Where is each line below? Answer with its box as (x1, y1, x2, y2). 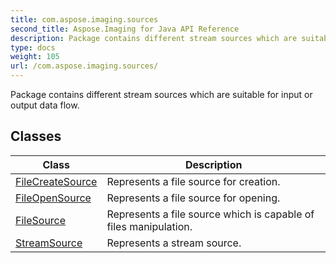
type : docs (10, 42, 56, 53)
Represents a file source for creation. (106, 174, 281, 188)
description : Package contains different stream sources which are (10, 33, 298, 43)
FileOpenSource (15, 191, 92, 205)
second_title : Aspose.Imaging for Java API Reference (10, 24, 240, 34)
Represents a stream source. (106, 236, 242, 250)
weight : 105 (10, 52, 60, 62)
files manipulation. (106, 219, 193, 233)
